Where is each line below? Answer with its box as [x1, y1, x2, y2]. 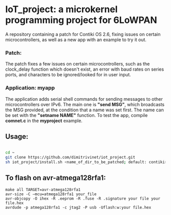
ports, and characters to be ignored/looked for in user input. [5, 72, 131, 78]
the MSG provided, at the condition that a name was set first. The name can [5, 107, 164, 113]
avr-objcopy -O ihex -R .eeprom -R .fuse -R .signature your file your [5, 196, 160, 201]
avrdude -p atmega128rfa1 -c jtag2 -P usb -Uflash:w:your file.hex [5, 205, 152, 210]
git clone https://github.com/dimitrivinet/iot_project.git [5, 155, 136, 160]
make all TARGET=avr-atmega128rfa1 [5, 187, 81, 192]
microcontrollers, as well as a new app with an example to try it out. [5, 37, 147, 43]
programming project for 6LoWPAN [5, 14, 157, 26]
